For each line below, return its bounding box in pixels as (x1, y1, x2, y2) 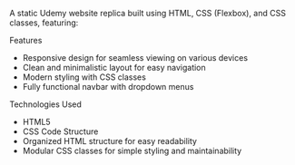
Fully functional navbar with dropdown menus (22, 82, 194, 92)
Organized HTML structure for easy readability (22, 136, 198, 146)
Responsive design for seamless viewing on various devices (22, 53, 248, 63)
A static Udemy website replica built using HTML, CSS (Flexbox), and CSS (9, 8, 286, 18)
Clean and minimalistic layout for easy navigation (22, 63, 206, 73)
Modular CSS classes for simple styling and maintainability (22, 145, 242, 156)
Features (9, 35, 43, 45)
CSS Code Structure (22, 126, 99, 137)
